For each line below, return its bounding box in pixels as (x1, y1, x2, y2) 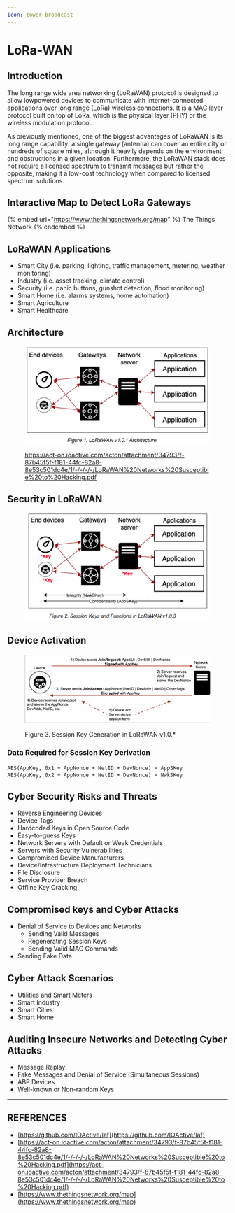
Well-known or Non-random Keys (17, 1085, 114, 1093)
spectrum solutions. (7, 176, 64, 185)
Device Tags (17, 816, 54, 825)
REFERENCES (7, 1112, 68, 1124)
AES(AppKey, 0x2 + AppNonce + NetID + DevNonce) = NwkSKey (7, 772, 183, 779)
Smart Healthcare (17, 306, 69, 315)
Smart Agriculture (17, 299, 69, 307)
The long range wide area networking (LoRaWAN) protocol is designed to (7, 88, 218, 97)
